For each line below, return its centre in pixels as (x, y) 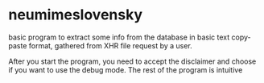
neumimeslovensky (76, 15)
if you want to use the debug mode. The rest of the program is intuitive (126, 69)
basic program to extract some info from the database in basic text (119, 37)
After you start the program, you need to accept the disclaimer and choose (132, 61)
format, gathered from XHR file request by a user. (111, 45)
